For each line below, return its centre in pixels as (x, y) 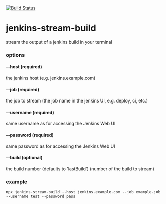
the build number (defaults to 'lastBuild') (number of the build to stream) (80, 169)
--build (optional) (24, 158)
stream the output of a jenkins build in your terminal (59, 42)
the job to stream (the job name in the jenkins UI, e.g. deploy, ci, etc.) (77, 101)
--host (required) (24, 67)
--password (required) (30, 135)
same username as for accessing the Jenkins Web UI (61, 124)
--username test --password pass (41, 197)
